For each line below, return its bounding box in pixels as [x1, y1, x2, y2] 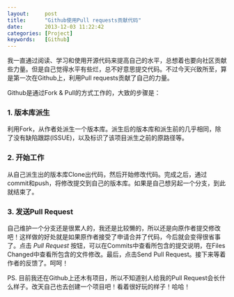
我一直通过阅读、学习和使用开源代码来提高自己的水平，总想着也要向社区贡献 [7, 57, 227, 65]
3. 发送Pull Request [7, 207, 73, 217]
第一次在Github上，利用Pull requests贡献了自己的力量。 [13, 74, 173, 82]
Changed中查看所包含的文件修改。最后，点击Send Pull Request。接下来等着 [7, 250, 226, 259]
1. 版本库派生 [7, 108, 50, 117]
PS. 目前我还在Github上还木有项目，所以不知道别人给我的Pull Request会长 [7, 274, 220, 282]
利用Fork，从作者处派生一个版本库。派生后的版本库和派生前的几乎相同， [7, 125, 216, 133]
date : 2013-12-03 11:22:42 [7, 23, 104, 30]
